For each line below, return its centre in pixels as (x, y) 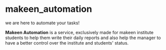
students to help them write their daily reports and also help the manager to (83, 38)
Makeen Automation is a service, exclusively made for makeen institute (79, 32)
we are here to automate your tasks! (42, 23)
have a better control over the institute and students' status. (67, 43)
